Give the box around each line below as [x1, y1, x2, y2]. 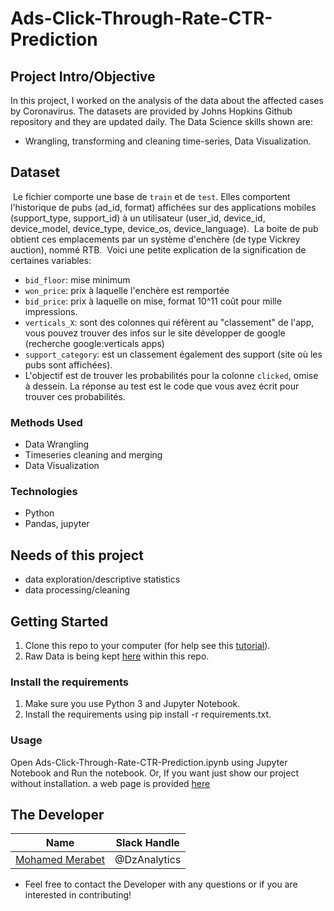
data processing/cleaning [24, 584, 130, 596]
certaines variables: [10, 254, 92, 266]
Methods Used [10, 415, 83, 429]
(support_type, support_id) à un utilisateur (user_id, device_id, [10, 212, 266, 224]
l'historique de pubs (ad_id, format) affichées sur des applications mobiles [10, 201, 317, 213]
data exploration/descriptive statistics [24, 573, 181, 586]
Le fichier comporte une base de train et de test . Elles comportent [12, 190, 291, 202]
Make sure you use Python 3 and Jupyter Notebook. [24, 698, 241, 710]
